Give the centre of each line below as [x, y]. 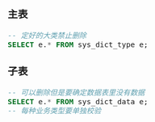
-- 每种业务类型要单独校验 [54, 111]
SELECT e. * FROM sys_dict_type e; [78, 44]
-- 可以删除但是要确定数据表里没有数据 [76, 93]
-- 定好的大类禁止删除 [47, 35]
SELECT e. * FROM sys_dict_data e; [78, 101]
